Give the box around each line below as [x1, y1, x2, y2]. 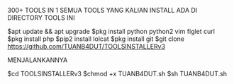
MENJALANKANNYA [7, 56, 68, 64]
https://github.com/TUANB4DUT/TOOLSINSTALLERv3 [7, 42, 165, 50]
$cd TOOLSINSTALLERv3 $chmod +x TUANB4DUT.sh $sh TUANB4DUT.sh [7, 70, 228, 78]
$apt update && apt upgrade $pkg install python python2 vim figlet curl [7, 28, 215, 35]
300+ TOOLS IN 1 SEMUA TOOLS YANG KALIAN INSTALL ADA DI [7, 6, 198, 14]
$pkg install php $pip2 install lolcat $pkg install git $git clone [7, 35, 184, 43]
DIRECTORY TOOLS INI [7, 13, 75, 22]
